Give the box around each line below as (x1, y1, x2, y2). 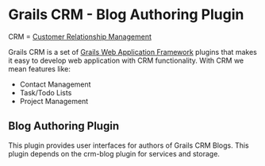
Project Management (19, 96, 89, 106)
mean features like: (8, 64, 71, 73)
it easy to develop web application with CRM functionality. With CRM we (8, 56, 244, 65)
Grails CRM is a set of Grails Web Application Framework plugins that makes (8, 47, 258, 56)
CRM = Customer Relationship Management (8, 32, 152, 41)
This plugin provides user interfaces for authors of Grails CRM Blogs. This (8, 141, 249, 150)
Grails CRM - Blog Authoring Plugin (8, 6, 244, 24)
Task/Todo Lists (19, 87, 72, 97)
